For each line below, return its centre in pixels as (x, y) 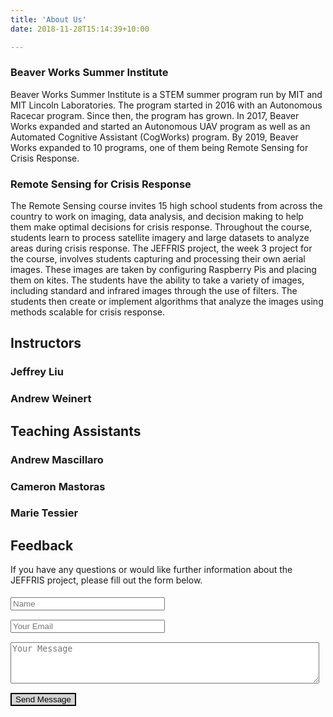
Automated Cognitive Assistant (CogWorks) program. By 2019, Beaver (154, 137)
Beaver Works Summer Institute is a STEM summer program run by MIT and (166, 94)
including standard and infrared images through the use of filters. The (154, 291)
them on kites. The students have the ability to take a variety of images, (157, 280)
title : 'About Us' (48, 19)
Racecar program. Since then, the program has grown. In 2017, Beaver (155, 115)
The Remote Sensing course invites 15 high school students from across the (166, 206)
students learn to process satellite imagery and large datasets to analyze (160, 238)
